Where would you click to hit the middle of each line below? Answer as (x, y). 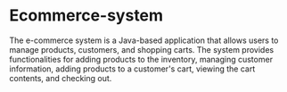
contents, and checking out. (61, 78)
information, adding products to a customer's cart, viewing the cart (132, 69)
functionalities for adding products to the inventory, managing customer (141, 59)
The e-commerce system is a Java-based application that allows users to (144, 40)
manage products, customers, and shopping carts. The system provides (142, 49)
